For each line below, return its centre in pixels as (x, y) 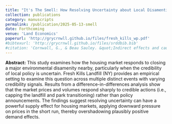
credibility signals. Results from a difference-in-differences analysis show (83, 84)
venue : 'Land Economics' (32, 34)
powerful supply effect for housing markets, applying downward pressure (83, 106)
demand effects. (23, 117)
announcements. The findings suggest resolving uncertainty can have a (81, 101)
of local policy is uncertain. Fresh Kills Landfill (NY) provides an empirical (82, 73)
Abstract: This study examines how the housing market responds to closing (85, 62)
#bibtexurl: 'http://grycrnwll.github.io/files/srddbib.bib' (72, 43)
